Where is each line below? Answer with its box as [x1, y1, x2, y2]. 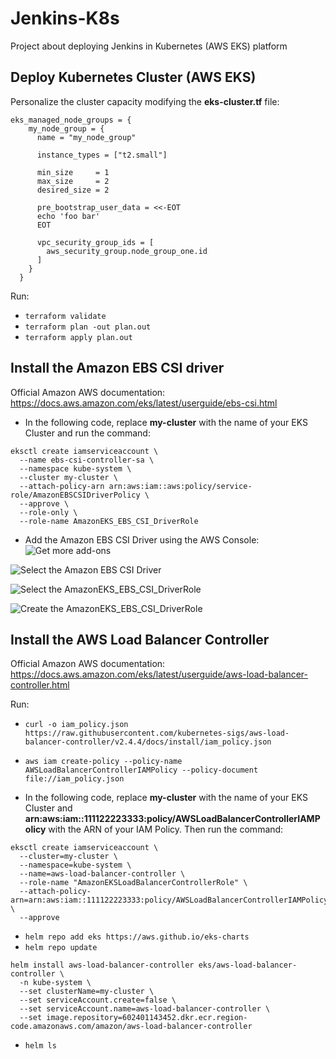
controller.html [10, 679, 70, 691]
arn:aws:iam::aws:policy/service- [108, 481, 253, 491]
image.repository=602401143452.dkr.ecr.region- [46, 1013, 248, 1023]
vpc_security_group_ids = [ [36, 237, 155, 247]
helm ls [24, 1041, 57, 1051]
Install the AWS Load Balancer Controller [10, 631, 270, 648]
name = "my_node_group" [36, 132, 137, 142]
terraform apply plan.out [24, 332, 133, 342]
